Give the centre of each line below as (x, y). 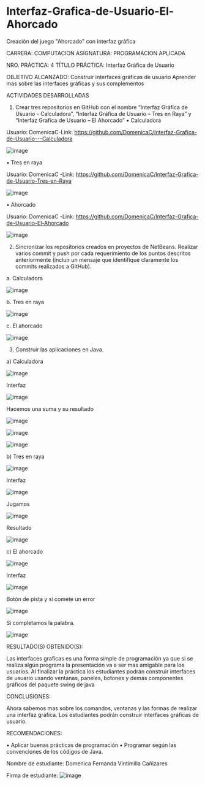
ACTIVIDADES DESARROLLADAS (48, 95)
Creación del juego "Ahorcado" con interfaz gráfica (71, 41)
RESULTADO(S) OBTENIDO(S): (45, 646)
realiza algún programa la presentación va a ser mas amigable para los (95, 665)
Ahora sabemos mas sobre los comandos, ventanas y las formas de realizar (102, 708)
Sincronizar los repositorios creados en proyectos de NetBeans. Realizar (106, 247)
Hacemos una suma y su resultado (50, 408)
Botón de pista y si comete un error (51, 599)
